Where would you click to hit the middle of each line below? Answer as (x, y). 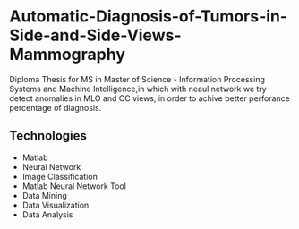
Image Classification (60, 176)
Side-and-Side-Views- (95, 35)
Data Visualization (56, 205)
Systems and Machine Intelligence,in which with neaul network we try (138, 89)
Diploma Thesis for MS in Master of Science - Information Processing (137, 79)
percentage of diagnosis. (56, 107)
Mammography (68, 55)
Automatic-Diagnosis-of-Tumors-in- (149, 17)
